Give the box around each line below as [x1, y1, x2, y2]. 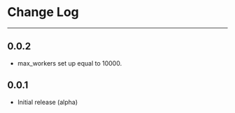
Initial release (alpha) [17, 98, 78, 106]
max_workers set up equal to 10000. [17, 59, 122, 67]
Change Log [7, 4, 79, 20]
